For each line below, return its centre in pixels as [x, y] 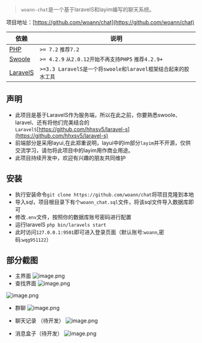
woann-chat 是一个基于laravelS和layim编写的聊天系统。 [88, 9]
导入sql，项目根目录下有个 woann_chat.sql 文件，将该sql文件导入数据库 [102, 202]
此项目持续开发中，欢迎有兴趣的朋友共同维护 [70, 158]
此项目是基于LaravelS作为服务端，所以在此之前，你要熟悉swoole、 [98, 115]
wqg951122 [34, 240]
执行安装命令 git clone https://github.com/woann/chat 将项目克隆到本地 [104, 194]
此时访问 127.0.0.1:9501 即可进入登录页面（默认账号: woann [86, 232]
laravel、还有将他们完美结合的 [52, 122]
